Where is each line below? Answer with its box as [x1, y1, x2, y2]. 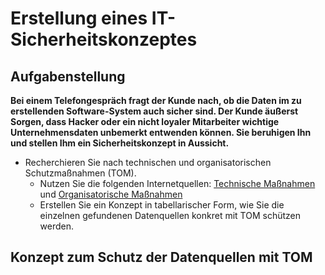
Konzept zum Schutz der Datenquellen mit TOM [10, 249, 313, 266]
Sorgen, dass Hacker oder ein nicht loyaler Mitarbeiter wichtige [10, 116, 280, 127]
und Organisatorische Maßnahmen [39, 188, 183, 200]
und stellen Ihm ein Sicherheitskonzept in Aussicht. [10, 137, 230, 149]
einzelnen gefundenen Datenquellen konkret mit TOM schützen [39, 210, 302, 221]
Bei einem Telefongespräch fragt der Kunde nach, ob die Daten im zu [10, 95, 302, 106]
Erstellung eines [10, 7, 148, 30]
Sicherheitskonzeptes [10, 28, 198, 51]
